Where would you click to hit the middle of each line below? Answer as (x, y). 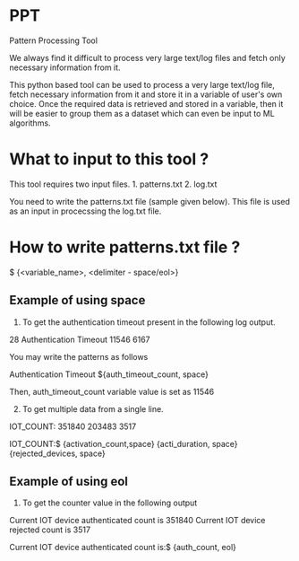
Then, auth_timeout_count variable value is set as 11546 (112, 391)
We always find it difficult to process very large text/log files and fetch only (148, 57)
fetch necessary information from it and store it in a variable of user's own (146, 94)
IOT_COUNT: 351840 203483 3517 (73, 426)
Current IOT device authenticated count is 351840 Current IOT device (137, 521)
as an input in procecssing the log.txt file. (85, 211)
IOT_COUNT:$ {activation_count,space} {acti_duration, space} (124, 443)
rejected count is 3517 (50, 530)
